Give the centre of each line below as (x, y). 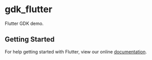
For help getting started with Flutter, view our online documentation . (76, 51)
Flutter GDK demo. (24, 23)
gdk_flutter (29, 9)
